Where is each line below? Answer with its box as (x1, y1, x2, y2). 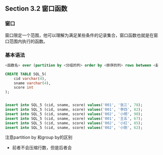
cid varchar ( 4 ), (14, 76, 47, 81)
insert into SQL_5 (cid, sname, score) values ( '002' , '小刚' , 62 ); (5, 125, 143, 130)
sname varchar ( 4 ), (14, 80, 51, 86)
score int (14, 85, 34, 90)
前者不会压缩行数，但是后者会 (12, 145, 72, 151)
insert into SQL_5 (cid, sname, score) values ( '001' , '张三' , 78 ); (5, 103, 143, 108)
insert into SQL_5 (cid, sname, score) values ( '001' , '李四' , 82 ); (5, 107, 143, 112)
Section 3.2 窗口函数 (5, 4, 68, 13)
